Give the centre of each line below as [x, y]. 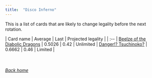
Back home [17, 71]
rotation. [14, 29]
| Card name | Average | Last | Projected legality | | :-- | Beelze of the [76, 39]
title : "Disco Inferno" [31, 10]
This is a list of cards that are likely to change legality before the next [76, 24]
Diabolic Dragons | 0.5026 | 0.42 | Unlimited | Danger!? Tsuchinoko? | [76, 44]
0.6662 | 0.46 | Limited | [30, 49]
